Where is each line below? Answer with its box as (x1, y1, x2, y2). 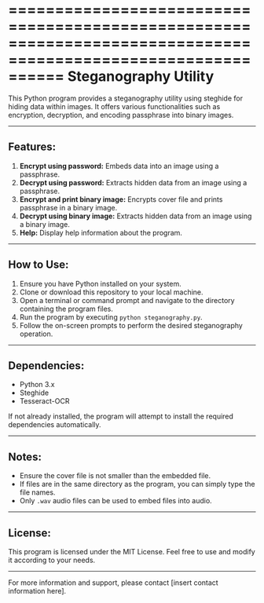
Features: (8, 141, 57, 154)
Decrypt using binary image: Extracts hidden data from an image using (19, 211, 252, 221)
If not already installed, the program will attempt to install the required (8, 411, 234, 421)
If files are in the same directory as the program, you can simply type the (19, 480, 255, 489)
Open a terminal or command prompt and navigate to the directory (19, 295, 235, 305)
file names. (19, 488, 56, 497)
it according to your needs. (8, 555, 96, 565)
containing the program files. (19, 304, 114, 313)
